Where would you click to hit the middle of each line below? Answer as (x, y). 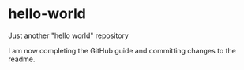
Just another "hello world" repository (68, 35)
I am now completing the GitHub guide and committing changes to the (122, 50)
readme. (22, 59)
